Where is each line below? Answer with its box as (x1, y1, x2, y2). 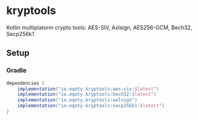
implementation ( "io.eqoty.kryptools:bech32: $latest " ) (17, 91, 157, 97)
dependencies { (6, 80, 45, 86)
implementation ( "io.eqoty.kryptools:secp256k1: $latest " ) (17, 103, 165, 109)
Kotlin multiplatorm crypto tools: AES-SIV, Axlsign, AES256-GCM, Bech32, (6, 24, 193, 31)
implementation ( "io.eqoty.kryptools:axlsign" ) (17, 97, 138, 104)
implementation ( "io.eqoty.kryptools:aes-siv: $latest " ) (17, 86, 160, 92)
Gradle (6, 66, 27, 75)
